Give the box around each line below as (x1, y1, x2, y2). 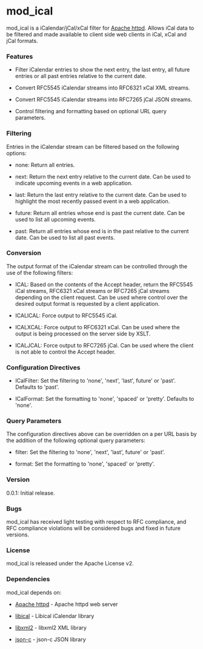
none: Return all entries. (15, 161, 75, 168)
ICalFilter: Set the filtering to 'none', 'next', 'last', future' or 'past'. (15, 377, 176, 384)
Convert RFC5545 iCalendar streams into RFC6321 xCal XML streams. (15, 84, 190, 91)
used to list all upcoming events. (15, 216, 96, 223)
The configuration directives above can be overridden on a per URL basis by (6, 430, 197, 438)
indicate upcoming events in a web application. (15, 179, 133, 186)
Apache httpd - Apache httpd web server (15, 601, 118, 608)
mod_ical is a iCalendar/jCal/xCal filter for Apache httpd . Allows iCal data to (6, 24, 195, 31)
